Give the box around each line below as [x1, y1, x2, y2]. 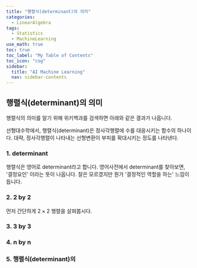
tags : [6, 25, 19, 31]
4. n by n [6, 238, 31, 246]
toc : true [6, 47, 31, 53]
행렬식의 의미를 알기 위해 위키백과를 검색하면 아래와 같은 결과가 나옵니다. [6, 114, 172, 121]
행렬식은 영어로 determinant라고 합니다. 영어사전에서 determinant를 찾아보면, [6, 163, 185, 171]
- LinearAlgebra [11, 19, 51, 25]
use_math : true [6, 42, 44, 48]
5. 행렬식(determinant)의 [6, 255, 76, 263]
